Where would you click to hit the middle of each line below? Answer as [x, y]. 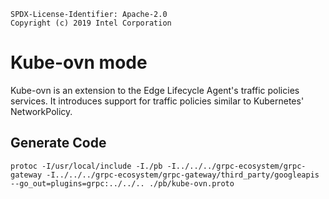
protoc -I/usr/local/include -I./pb [86, 166]
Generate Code [58, 143]
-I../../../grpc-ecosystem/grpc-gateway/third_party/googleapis [183, 175]
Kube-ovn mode [79, 62]
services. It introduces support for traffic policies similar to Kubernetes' [157, 101]
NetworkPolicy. [41, 111]
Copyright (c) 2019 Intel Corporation [91, 23]
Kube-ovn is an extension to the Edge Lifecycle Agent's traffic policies [155, 90]
